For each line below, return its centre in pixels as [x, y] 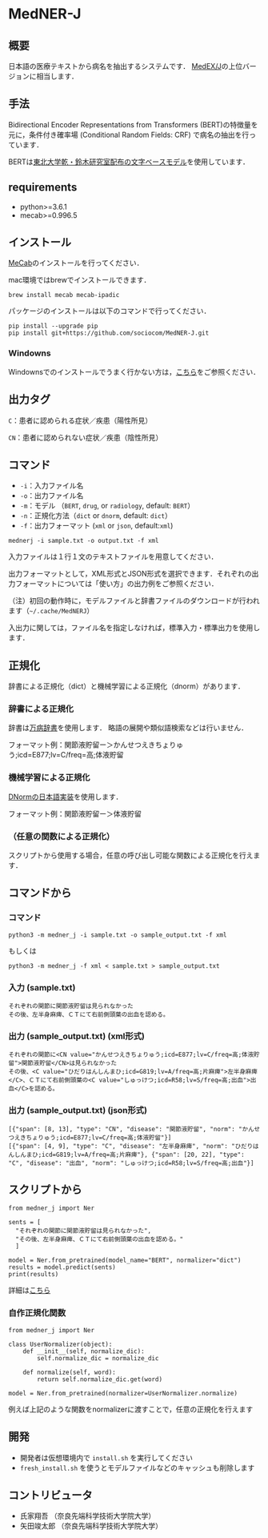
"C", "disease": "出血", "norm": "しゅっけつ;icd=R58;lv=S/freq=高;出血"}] [131, 1163]
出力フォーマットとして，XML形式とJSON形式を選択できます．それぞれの [130, 574]
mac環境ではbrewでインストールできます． [80, 280]
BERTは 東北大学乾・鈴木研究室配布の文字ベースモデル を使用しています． [129, 162]
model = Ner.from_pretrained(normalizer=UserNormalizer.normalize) [123, 1393]
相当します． [57, 76]
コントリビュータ [50, 1495]
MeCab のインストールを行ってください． [76, 263]
